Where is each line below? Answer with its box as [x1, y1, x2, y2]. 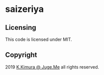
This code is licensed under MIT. [5, 36, 72, 42]
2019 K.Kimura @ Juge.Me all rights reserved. [5, 64, 100, 70]
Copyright [5, 51, 37, 59]
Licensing [5, 23, 36, 32]
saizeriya [5, 3, 44, 15]
